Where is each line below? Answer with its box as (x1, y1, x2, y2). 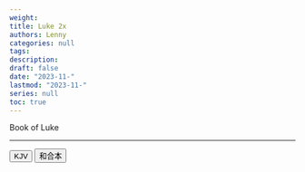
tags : (9, 47, 30, 56)
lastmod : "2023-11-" (9, 81, 88, 90)
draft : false (9, 64, 59, 73)
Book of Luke (9, 122, 59, 133)
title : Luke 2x (9, 22, 67, 31)
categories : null (9, 38, 75, 48)
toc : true (9, 97, 47, 107)
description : (9, 55, 59, 64)
